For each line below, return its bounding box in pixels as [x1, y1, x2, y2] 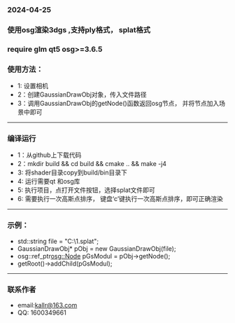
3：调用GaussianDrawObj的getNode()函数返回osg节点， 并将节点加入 [17, 99, 220, 108]
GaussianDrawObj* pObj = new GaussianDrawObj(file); [17, 244, 176, 253]
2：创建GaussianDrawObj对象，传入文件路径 [17, 90, 147, 99]
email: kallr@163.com [17, 301, 78, 309]
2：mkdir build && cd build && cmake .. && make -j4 [17, 160, 166, 168]
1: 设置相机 [17, 82, 49, 90]
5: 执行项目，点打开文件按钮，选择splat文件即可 [17, 186, 155, 194]
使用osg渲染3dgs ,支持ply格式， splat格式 [7, 25, 151, 34]
